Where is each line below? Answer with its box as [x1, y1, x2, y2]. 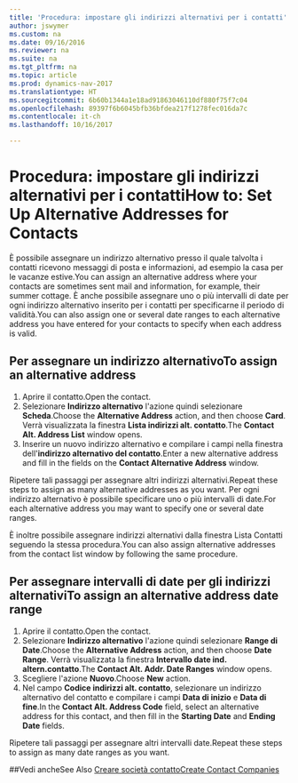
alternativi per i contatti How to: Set [9, 186, 272, 205]
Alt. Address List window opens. [21, 428, 144, 440]
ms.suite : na [9, 54, 58, 63]
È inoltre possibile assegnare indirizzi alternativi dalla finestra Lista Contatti [9, 530, 284, 540]
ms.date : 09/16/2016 [9, 37, 86, 47]
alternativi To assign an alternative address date [9, 588, 279, 603]
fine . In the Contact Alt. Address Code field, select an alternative [21, 701, 260, 712]
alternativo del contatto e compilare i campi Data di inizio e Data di [21, 691, 267, 702]
